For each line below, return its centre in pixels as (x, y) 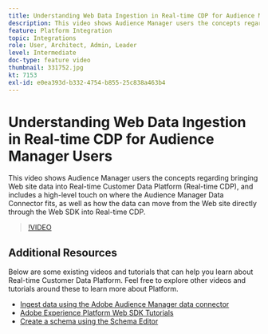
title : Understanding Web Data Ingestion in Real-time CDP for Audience (132, 16)
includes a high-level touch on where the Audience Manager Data (116, 195)
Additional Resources (63, 252)
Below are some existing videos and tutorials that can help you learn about (131, 272)
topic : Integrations (43, 38)
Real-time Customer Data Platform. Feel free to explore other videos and (127, 280)
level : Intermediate (43, 53)
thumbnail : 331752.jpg (46, 68)
